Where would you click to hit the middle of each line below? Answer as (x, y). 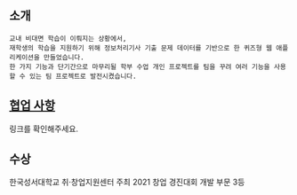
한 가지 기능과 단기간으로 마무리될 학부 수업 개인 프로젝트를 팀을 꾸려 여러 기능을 (140, 66)
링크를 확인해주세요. (44, 129)
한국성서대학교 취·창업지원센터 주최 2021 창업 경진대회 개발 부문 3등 (127, 182)
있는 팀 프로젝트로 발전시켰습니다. (83, 76)
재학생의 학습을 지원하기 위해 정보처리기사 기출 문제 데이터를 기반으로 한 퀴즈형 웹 (141, 48)
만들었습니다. (64, 57)
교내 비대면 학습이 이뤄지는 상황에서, (68, 38)
